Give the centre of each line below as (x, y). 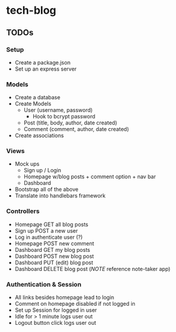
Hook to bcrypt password (64, 117)
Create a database (38, 98)
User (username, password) (58, 110)
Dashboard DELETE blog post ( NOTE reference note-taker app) (92, 269)
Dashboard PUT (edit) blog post (54, 262)
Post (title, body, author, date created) (70, 123)
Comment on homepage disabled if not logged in (75, 304)
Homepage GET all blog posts (51, 224)
